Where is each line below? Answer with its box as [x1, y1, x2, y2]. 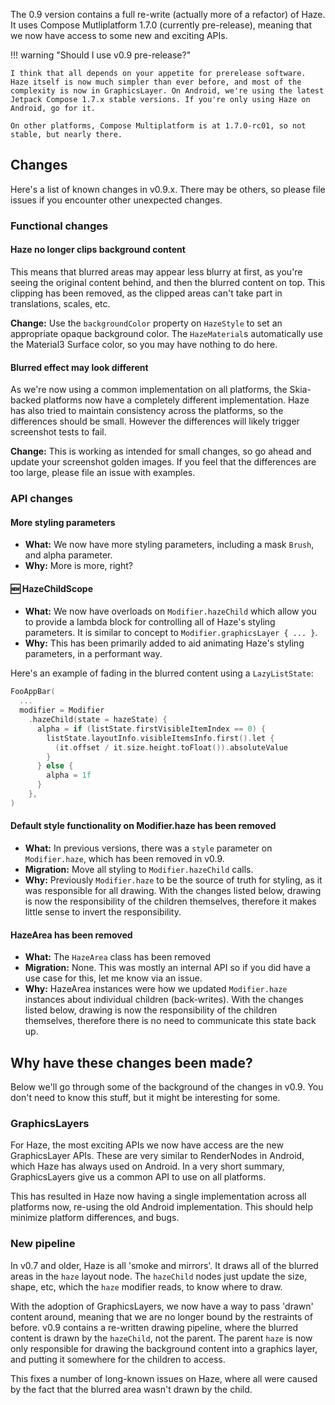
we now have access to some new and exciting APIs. [10, 30, 228, 41]
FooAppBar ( [10, 687, 56, 697]
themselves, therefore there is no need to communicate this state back [24, 1015, 317, 1027]
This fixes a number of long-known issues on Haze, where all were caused [10, 1372, 318, 1384]
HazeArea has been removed [10, 929, 133, 941]
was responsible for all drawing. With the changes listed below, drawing [24, 885, 322, 897]
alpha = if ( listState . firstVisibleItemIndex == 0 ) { [36, 724, 267, 734]
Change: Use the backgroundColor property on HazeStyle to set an [10, 317, 283, 329]
